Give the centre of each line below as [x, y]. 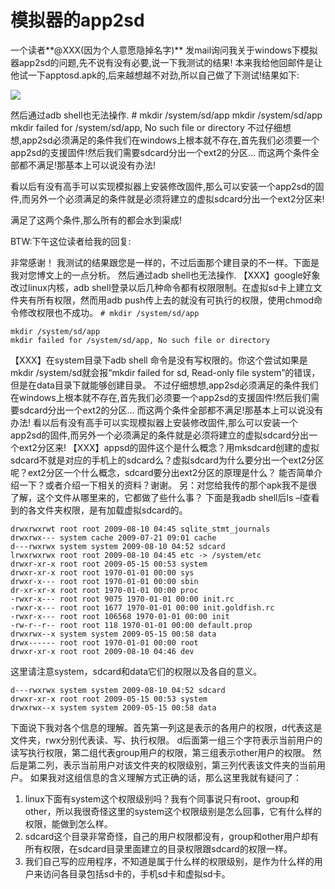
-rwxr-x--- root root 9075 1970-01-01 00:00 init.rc [122, 599]
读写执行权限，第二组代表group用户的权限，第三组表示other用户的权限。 [160, 752]
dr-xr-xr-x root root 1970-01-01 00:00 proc [104, 590]
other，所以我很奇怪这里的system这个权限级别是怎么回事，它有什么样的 [173, 811]
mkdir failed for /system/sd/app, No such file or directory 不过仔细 [146, 127]
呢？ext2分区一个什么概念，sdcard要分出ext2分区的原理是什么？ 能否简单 [162, 472]
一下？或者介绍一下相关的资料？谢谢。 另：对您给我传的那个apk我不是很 [168, 485]
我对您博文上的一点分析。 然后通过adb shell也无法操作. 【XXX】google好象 [165, 275]
